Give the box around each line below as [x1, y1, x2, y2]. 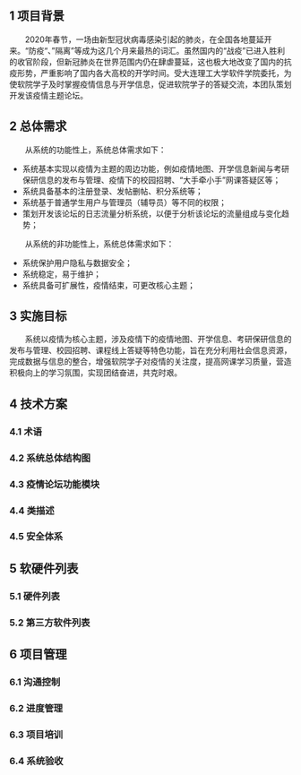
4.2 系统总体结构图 [9, 452, 91, 464]
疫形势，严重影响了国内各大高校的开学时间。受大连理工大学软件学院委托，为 [9, 67, 292, 78]
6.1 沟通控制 [9, 676, 61, 688]
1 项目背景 [9, 8, 65, 24]
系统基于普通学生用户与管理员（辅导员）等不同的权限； [21, 196, 227, 208]
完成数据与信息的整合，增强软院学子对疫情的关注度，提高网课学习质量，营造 [9, 357, 292, 367]
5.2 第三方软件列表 [9, 616, 90, 629]
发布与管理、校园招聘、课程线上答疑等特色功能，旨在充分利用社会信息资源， [9, 345, 292, 356]
